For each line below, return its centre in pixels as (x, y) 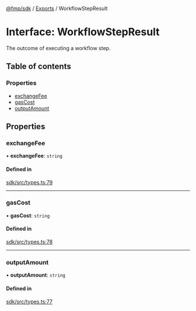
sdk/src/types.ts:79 (29, 182)
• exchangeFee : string (34, 156)
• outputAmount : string (36, 275)
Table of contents (38, 67)
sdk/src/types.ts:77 (29, 301)
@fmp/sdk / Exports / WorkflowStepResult (57, 8)
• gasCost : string (28, 215)
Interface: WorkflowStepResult (83, 32)
